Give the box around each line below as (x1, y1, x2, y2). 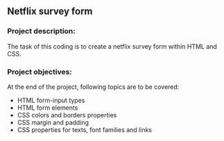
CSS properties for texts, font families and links (17, 125, 153, 134)
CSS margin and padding (17, 118, 89, 126)
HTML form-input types (17, 96, 85, 104)
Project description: (7, 26, 76, 36)
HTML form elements (17, 103, 78, 112)
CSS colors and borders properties (17, 110, 117, 119)
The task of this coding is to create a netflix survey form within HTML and (7, 42, 217, 51)
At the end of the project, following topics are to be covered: (7, 83, 180, 91)
